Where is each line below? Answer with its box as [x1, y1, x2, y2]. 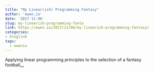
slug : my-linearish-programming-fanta [5, 20, 84, 26]
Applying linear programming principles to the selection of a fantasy [5, 56, 142, 62]
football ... [5, 62, 24, 68]
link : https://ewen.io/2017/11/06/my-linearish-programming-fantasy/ [5, 25, 150, 30]
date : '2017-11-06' [5, 16, 45, 21]
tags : [5, 39, 16, 44]
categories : [5, 30, 29, 35]
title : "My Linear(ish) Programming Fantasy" [5, 7, 99, 12]
